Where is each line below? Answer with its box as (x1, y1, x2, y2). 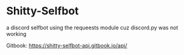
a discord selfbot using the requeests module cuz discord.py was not (6, 24, 179, 31)
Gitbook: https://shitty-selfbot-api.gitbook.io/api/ (6, 42, 128, 49)
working (6, 30, 27, 37)
